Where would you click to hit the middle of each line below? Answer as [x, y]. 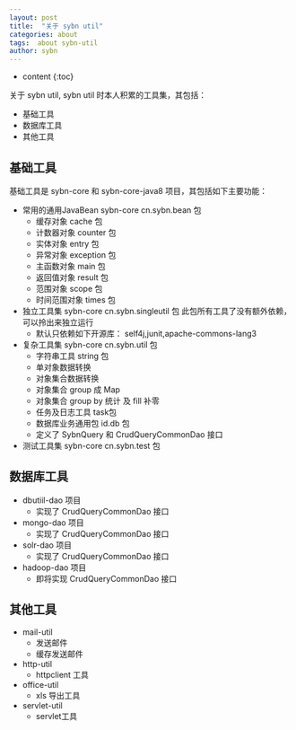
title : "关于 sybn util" [56, 26]
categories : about [44, 34]
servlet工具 [57, 716]
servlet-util [42, 705]
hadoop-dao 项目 [54, 567]
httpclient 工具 [62, 674]
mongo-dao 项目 [53, 523]
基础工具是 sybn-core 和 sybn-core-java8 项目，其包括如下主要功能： [138, 190]
